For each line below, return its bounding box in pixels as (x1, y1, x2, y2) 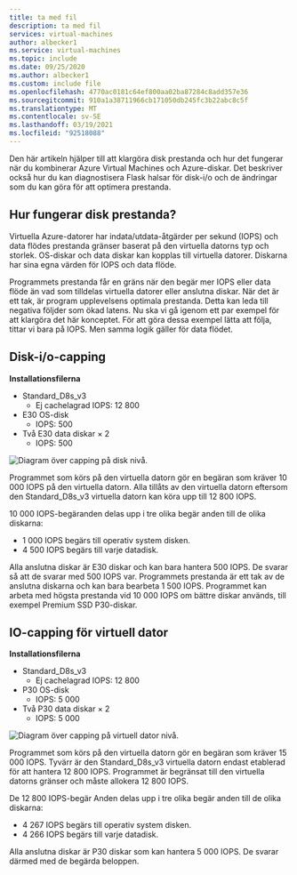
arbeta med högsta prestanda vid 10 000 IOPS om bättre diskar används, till (9, 590, 286, 600)
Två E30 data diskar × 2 (21, 428, 110, 438)
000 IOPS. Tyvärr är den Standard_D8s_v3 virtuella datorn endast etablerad (9, 757, 286, 767)
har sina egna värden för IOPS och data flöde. (9, 259, 177, 269)
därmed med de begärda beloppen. (9, 855, 140, 867)
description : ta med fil (9, 21, 101, 30)
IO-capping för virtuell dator (9, 624, 169, 640)
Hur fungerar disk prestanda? (9, 207, 177, 222)
